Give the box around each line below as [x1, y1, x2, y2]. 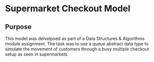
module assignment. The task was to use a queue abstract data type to [5, 41, 149, 47]
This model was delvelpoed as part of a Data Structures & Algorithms [5, 35, 145, 41]
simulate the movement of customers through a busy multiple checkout [5, 46, 149, 52]
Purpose [5, 23, 32, 31]
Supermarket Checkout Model [5, 3, 131, 14]
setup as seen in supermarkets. [5, 51, 69, 57]
